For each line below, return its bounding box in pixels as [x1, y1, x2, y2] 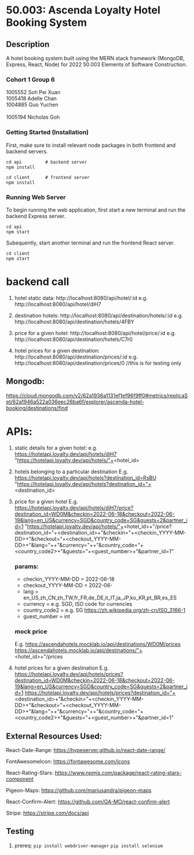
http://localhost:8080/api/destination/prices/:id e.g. [14, 353, 138, 360]
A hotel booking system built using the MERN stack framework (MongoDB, [6, 55, 185, 61]
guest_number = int [23, 612, 70, 620]
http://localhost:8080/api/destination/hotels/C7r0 [14, 336, 133, 343]
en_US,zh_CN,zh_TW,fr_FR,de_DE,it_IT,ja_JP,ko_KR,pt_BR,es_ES [23, 594, 177, 601]
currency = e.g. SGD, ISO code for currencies [23, 600, 133, 607]
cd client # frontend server [6, 174, 90, 180]
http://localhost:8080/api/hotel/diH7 [14, 301, 101, 308]
